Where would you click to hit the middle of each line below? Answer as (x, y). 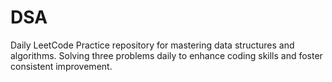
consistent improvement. (61, 66)
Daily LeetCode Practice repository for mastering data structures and (152, 45)
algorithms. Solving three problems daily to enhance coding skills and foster (166, 55)
